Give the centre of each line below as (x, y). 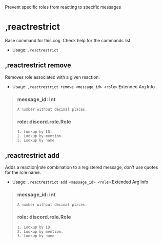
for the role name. (23, 172)
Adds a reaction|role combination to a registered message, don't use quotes (81, 167)
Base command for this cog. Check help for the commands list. (68, 40)
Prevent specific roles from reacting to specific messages (63, 7)
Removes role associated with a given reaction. (52, 77)
